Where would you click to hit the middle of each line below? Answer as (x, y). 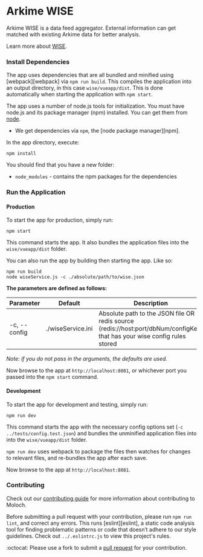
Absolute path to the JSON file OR (147, 313)
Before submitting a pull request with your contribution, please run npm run (99, 516)
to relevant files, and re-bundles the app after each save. (77, 458)
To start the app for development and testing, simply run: (77, 404)
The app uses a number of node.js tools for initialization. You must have (95, 106)
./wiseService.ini (69, 329)
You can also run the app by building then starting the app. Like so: (90, 261)
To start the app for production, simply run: (60, 220)
